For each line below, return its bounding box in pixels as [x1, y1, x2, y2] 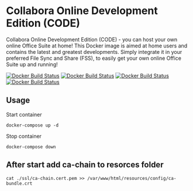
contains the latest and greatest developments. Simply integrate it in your [6, 48, 182, 55]
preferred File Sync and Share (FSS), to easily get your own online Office [6, 54, 181, 62]
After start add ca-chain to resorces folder [6, 160, 164, 170]
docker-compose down [6, 144, 57, 150]
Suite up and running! [6, 60, 58, 68]
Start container [6, 111, 42, 118]
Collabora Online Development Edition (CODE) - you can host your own [6, 36, 178, 43]
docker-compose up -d [6, 122, 59, 128]
